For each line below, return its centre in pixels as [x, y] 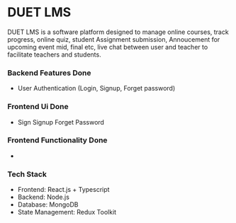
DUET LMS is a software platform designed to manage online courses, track [118, 32]
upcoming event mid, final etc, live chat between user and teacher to [108, 47]
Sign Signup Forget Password [61, 122]
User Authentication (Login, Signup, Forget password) [96, 88]
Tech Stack [27, 174]
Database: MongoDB [48, 205]
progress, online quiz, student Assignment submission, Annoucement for [114, 39]
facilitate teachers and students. [54, 55]
